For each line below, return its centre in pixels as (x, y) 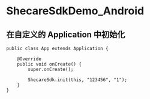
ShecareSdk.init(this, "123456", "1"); (78, 80)
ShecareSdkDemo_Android (75, 11)
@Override (29, 59)
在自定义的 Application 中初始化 (66, 34)
